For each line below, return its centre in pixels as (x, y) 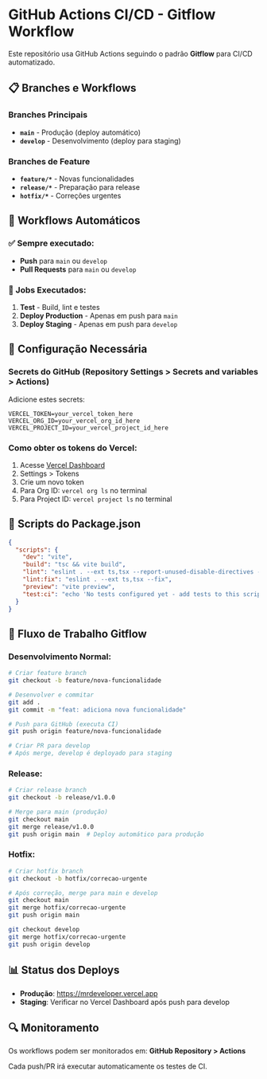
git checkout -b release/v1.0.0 (62, 798)
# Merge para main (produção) (58, 812)
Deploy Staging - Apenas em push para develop (99, 324)
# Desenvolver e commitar (51, 695)
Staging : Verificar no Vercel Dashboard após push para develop (125, 1002)
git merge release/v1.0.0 (51, 826)
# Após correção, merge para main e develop (83, 893)
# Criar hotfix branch (46, 871)
